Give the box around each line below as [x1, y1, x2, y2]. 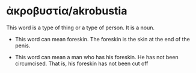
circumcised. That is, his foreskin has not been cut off [14, 60, 149, 67]
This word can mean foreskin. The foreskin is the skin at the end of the [14, 35, 191, 42]
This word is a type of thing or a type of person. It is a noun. [6, 24, 155, 31]
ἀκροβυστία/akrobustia [6, 4, 127, 18]
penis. [14, 42, 31, 49]
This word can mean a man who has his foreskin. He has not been [14, 53, 179, 60]
